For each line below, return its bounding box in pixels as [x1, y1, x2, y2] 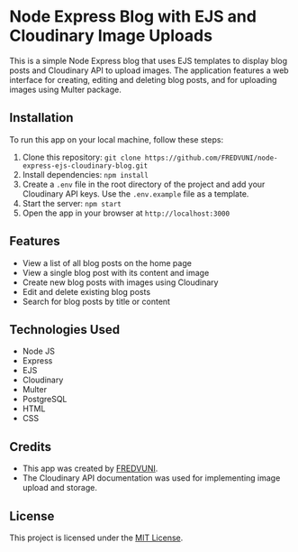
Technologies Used [9, 322, 120, 337]
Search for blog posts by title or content [22, 296, 171, 307]
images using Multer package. [9, 84, 122, 95]
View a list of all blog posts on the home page [22, 257, 192, 268]
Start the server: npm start [22, 198, 122, 208]
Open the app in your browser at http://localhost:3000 [22, 207, 230, 218]
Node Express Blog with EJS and [9, 6, 257, 27]
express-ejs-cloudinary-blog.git [22, 161, 149, 170]
